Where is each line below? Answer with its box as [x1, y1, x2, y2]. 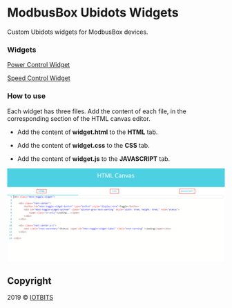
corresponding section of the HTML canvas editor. [7, 114, 151, 122]
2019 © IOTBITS [7, 293, 54, 301]
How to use [7, 91, 46, 101]
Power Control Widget [7, 61, 70, 69]
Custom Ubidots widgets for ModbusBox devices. [7, 28, 148, 36]
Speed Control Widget [7, 74, 70, 82]
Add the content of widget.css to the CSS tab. [17, 141, 150, 149]
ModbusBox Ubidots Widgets [7, 5, 179, 21]
